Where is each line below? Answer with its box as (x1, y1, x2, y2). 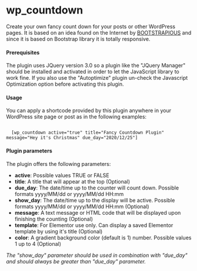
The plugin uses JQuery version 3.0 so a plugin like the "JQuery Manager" (6, 62, 186, 69)
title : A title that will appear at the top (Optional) (14, 178, 131, 185)
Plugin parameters (6, 147, 52, 154)
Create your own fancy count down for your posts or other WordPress (6, 23, 175, 30)
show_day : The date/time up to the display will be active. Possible (14, 197, 175, 204)
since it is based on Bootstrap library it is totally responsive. (6, 35, 151, 42)
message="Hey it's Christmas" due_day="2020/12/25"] (6, 135, 138, 141)
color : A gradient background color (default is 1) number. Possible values (14, 234, 192, 241)
